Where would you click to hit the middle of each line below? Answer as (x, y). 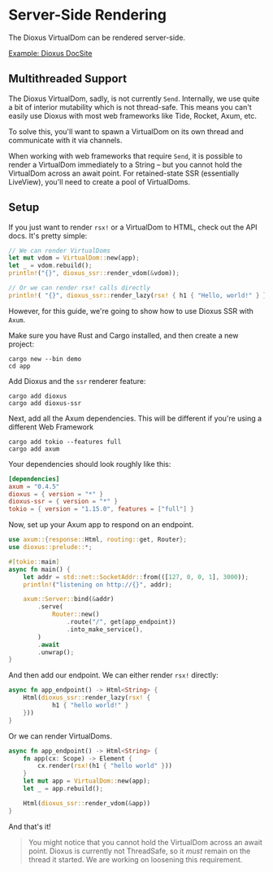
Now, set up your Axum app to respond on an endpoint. (101, 525)
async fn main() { (39, 569)
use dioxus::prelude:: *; (50, 547)
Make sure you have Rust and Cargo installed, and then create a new (123, 335)
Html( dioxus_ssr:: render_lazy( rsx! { (87, 698)
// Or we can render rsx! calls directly (80, 288)
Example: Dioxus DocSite (50, 53)
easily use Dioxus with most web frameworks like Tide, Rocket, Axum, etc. (133, 116)
